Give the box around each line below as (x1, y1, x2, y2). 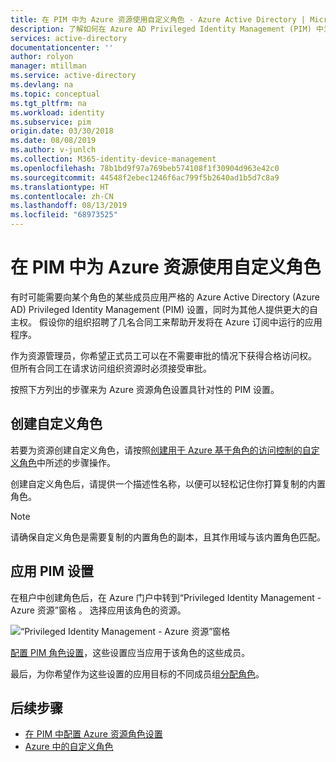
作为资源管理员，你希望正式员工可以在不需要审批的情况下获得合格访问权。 (10, 349, 317, 361)
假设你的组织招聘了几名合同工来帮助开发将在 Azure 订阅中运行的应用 (38, 316, 323, 328)
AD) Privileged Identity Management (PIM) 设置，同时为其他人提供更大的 (10, 303, 310, 315)
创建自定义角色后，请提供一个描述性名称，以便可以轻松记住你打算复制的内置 (10, 477, 326, 490)
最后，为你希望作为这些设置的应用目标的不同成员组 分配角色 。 (10, 667, 265, 680)
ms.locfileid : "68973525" (10, 210, 118, 220)
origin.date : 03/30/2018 (10, 126, 114, 136)
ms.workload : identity (10, 107, 105, 118)
